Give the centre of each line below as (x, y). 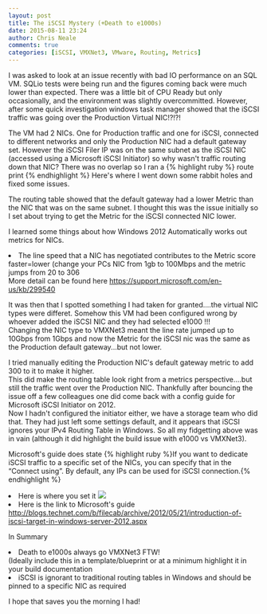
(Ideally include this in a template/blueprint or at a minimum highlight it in (128, 561)
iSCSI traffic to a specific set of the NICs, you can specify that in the (120, 462)
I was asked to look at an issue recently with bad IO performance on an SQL (133, 75)
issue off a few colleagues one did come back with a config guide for (122, 396)
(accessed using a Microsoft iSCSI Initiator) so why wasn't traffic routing (127, 158)
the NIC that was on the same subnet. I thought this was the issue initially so (133, 207)
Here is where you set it (57, 496)
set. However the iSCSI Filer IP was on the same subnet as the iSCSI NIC (127, 150)
